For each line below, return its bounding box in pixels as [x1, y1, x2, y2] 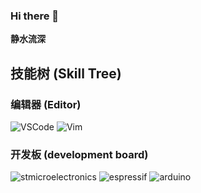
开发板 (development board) [10, 147, 149, 161]
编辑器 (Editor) [10, 97, 82, 111]
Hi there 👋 [10, 9, 60, 23]
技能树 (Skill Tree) [10, 65, 122, 82]
